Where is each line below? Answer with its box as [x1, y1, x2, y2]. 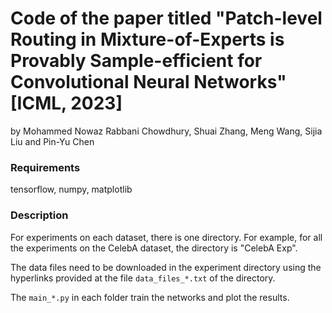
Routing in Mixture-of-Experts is [10, 28, 285, 51]
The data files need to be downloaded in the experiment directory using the [10, 261, 322, 273]
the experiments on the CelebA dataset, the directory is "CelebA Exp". [10, 242, 298, 254]
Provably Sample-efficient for [10, 50, 263, 72]
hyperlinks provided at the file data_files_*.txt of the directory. [10, 272, 276, 284]
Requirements [10, 160, 81, 174]
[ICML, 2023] [10, 92, 123, 115]
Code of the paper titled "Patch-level [10, 7, 323, 30]
